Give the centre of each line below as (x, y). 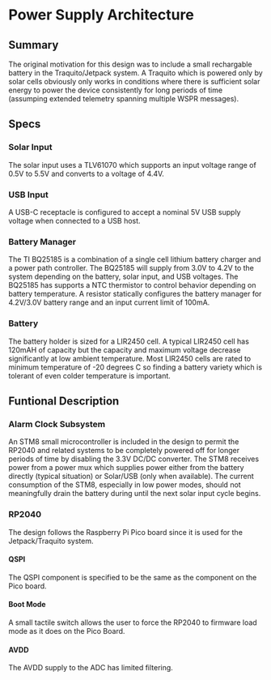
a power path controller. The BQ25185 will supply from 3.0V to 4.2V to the (131, 268)
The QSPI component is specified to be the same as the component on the (133, 577)
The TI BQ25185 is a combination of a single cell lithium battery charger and (135, 259)
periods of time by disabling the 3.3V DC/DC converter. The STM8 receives (134, 459)
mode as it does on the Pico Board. (67, 631)
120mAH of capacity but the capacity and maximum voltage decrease (125, 349)
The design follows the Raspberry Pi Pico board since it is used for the (125, 532)
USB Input (28, 195)
